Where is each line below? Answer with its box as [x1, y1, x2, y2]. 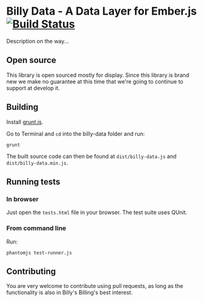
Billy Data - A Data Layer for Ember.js [6, 4, 197, 18]
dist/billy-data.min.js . [6, 159, 68, 166]
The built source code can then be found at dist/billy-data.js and [6, 153, 177, 160]
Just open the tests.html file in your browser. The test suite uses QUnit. [6, 209, 188, 216]
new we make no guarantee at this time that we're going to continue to [6, 77, 183, 85]
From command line [6, 224, 66, 232]
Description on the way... [6, 37, 69, 45]
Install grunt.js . [6, 118, 44, 126]
